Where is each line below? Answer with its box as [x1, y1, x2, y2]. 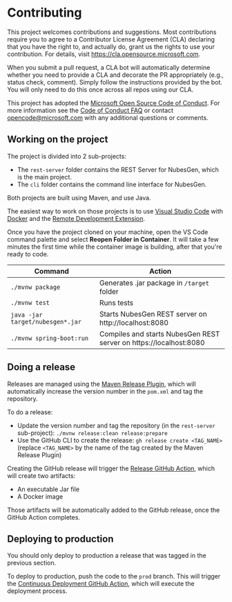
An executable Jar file [17, 485, 80, 493]
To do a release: [7, 407, 53, 416]
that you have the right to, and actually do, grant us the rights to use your [7, 42, 215, 51]
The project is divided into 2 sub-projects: [7, 152, 126, 160]
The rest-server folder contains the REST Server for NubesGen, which [17, 165, 220, 174]
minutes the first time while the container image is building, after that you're [7, 242, 222, 251]
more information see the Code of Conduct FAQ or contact [7, 106, 174, 114]
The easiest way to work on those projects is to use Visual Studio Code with [7, 206, 223, 215]
